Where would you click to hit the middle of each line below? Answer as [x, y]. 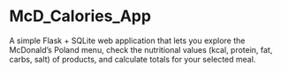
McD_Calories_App [80, 16]
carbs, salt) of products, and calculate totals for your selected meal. [133, 59]
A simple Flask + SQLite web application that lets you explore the [127, 40]
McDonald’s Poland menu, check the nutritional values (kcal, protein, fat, [141, 49]
